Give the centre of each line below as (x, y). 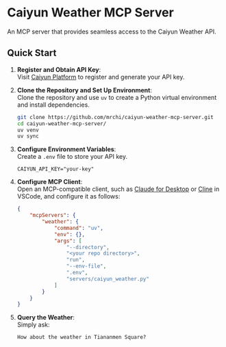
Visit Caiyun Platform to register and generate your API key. (101, 77)
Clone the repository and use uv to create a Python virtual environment (117, 97)
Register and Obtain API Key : (59, 69)
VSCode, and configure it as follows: (68, 196)
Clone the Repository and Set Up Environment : (85, 90)
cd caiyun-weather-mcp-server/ (62, 124)
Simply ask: (33, 325)
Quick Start (32, 53)
